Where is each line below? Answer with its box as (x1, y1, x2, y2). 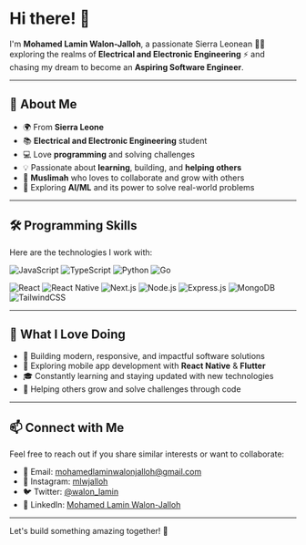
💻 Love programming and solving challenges (22, 149, 196, 159)
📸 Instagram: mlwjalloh (22, 476, 108, 487)
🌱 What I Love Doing (9, 326, 126, 342)
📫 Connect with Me (9, 419, 125, 436)
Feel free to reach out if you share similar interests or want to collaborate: (9, 448, 285, 459)
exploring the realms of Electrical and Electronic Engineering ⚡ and (9, 48, 266, 59)
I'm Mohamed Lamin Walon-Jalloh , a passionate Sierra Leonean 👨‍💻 (9, 38, 266, 49)
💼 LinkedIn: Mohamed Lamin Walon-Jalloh (22, 499, 181, 510)
